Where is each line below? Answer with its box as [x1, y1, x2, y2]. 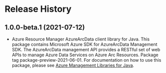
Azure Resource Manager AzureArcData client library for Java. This [11, 36, 150, 42]
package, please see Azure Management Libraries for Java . [11, 63, 135, 68]
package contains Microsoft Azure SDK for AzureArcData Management [11, 41, 158, 47]
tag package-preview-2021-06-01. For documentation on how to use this [11, 57, 162, 63]
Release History [4, 3, 72, 15]
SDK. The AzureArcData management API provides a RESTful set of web [11, 47, 161, 52]
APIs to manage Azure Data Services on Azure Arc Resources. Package [11, 52, 159, 58]
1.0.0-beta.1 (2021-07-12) [4, 23, 85, 32]
